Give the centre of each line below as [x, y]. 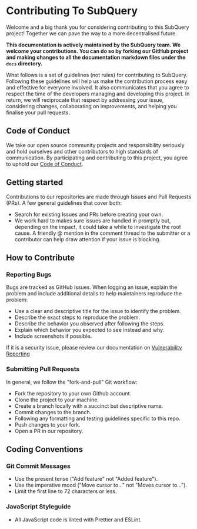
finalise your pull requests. [38, 112]
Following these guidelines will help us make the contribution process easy [97, 81]
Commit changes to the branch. [53, 412]
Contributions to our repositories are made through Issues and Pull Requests [99, 197]
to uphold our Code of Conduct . [45, 164]
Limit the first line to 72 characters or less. [66, 491]
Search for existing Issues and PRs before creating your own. [89, 214]
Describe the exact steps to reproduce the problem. [77, 317]
